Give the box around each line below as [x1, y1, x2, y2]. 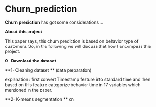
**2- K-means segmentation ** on [5, 96, 74, 102]
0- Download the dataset [5, 58, 57, 63]
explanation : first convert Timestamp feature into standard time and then [5, 76, 151, 82]
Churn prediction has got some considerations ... [5, 19, 104, 25]
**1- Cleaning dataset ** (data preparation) [5, 67, 92, 73]
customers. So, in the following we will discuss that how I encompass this [5, 43, 151, 49]
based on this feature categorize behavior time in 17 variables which [5, 81, 141, 88]
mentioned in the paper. [5, 87, 53, 92]
